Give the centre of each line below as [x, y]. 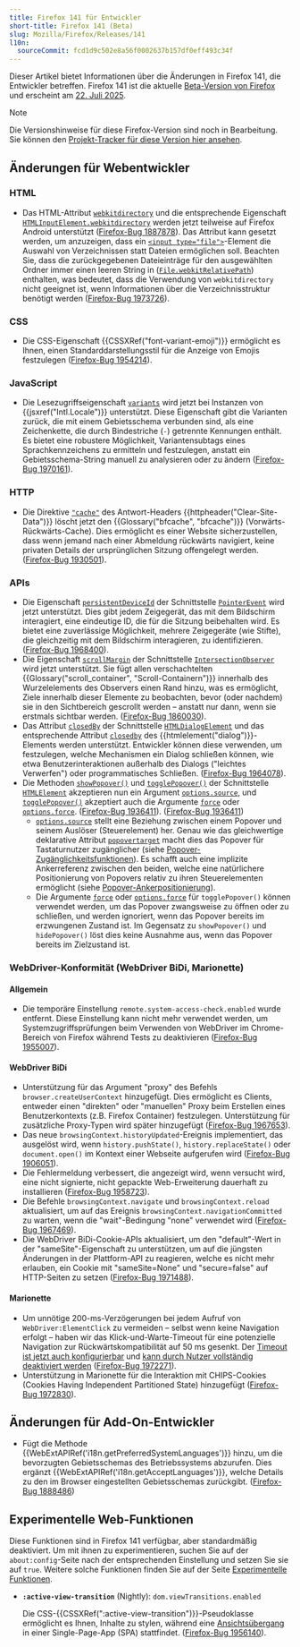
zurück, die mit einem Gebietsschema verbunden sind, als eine [138, 422]
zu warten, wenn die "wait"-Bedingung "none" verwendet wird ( [140, 1220]
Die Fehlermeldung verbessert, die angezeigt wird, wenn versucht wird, [154, 1173]
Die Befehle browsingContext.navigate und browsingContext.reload [146, 1201]
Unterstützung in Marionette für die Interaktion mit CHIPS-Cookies [144, 1375]
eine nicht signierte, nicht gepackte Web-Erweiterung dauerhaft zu [145, 1182]
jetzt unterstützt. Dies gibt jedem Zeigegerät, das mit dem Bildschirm [148, 611]
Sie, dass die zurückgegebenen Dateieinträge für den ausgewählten [147, 260]
